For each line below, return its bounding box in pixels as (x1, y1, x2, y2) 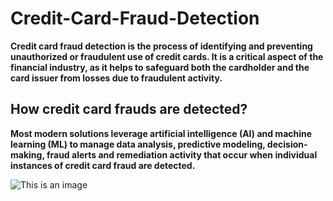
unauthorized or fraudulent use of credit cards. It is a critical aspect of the (10, 50, 324, 62)
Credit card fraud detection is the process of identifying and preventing (10, 40, 313, 52)
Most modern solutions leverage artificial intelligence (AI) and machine (10, 127, 313, 139)
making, (10, 148, 45, 161)
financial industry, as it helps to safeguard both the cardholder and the (10, 61, 310, 73)
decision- (266, 138, 308, 150)
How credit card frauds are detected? (10, 101, 248, 118)
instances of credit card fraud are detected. (10, 159, 196, 171)
